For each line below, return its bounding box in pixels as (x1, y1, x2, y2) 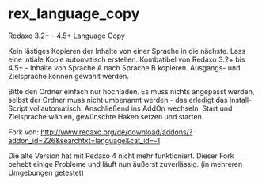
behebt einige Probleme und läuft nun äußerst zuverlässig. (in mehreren (8, 159, 243, 168)
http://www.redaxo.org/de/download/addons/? (40, 127, 193, 137)
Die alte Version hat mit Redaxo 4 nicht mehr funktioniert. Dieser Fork (8, 151, 234, 160)
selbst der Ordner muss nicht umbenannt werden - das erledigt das (8, 95, 228, 104)
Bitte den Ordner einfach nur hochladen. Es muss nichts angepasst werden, (8, 86, 255, 96)
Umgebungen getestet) (8, 168, 85, 177)
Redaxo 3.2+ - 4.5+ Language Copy (8, 31, 125, 40)
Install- (229, 95, 253, 104)
